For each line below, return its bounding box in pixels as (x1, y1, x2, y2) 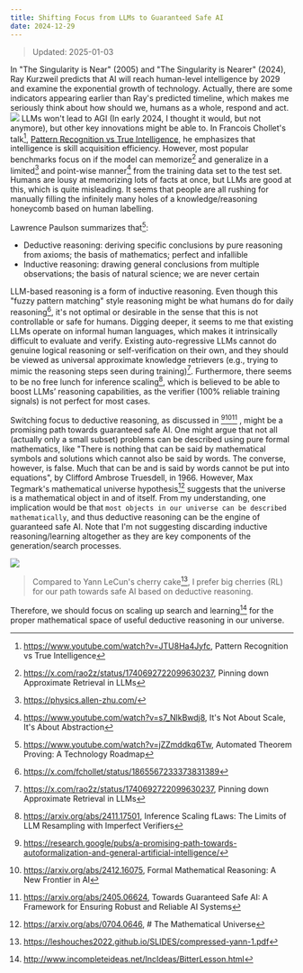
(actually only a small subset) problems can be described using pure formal (10, 433, 290, 444)
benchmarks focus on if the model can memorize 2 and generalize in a (10, 152, 269, 165)
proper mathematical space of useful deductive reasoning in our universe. (10, 614, 285, 625)
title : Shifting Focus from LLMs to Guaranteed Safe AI (10, 13, 224, 23)
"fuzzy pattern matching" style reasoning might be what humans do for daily (10, 296, 294, 306)
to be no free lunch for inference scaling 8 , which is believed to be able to (10, 375, 281, 387)
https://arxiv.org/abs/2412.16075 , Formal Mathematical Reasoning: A (22, 864, 277, 875)
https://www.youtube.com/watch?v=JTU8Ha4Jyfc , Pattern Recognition (22, 641, 289, 651)
